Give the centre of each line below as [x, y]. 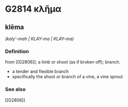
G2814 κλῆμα [33, 9]
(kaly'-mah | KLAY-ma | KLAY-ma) [39, 39]
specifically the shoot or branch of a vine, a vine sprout [67, 77]
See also [15, 89]
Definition [17, 51]
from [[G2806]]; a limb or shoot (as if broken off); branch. [63, 62]
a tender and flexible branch [40, 71]
